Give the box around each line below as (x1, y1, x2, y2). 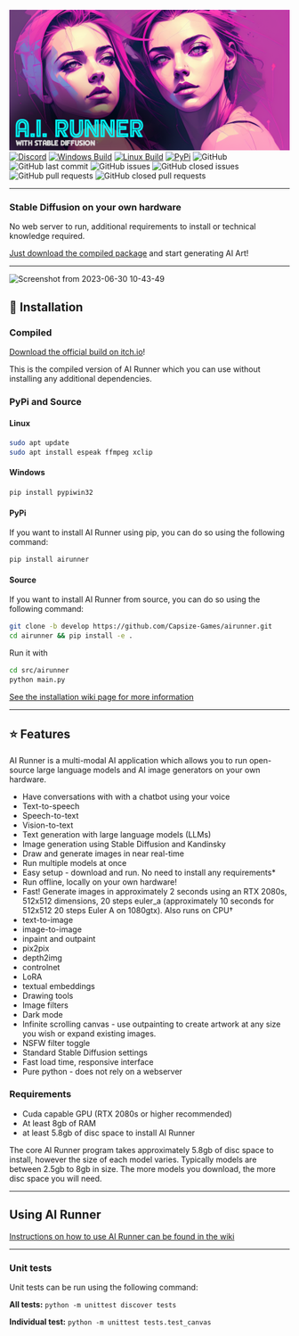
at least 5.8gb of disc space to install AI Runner (21, 1127, 196, 1138)
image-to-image (21, 924, 83, 935)
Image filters (21, 1000, 69, 1010)
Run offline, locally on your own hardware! (21, 876, 178, 887)
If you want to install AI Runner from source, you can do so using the (9, 594, 261, 605)
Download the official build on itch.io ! (9, 346, 146, 357)
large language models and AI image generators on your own (36, 764, 261, 775)
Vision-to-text (21, 820, 74, 830)
